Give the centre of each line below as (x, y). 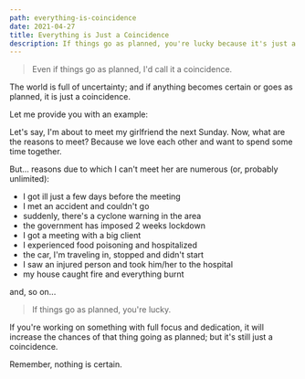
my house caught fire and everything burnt (103, 274)
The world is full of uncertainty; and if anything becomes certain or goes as (152, 87)
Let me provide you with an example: (79, 114)
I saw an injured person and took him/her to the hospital (128, 265)
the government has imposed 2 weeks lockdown (114, 226)
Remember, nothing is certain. (66, 364)
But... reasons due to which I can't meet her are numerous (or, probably (144, 169)
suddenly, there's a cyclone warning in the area (112, 216)
